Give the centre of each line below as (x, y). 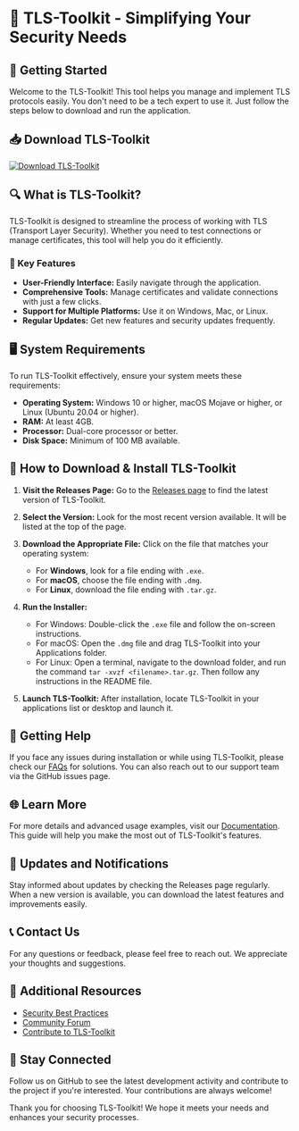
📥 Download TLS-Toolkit (79, 140)
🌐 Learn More (48, 804)
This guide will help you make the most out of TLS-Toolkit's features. (135, 835)
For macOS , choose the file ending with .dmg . (119, 580)
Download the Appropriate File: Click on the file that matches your (145, 543)
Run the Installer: (54, 607)
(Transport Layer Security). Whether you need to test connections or (135, 230)
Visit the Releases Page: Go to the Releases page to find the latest (145, 490)
